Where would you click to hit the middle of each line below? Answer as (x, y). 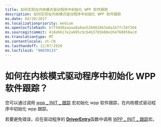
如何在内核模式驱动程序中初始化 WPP (80, 76)
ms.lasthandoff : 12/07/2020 (34, 46)
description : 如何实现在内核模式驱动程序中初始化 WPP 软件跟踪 (63, 14)
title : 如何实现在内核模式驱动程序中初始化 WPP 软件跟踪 (57, 10)
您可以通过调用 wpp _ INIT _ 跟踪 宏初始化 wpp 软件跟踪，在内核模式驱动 (78, 103)
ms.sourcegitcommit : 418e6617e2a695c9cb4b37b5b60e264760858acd (71, 32)
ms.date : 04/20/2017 (26, 19)
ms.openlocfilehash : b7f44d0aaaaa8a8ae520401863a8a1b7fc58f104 (71, 28)
